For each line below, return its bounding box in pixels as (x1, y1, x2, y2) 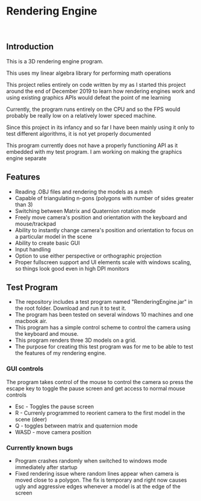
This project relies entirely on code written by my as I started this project (6, 81, 186, 88)
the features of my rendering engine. (14, 350, 107, 357)
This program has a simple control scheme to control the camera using (14, 324, 191, 331)
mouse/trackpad (14, 220, 56, 227)
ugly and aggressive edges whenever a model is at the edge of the (14, 482, 181, 490)
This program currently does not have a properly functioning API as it (6, 142, 178, 149)
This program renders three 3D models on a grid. (14, 336, 137, 344)
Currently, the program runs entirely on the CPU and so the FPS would (6, 106, 181, 113)
